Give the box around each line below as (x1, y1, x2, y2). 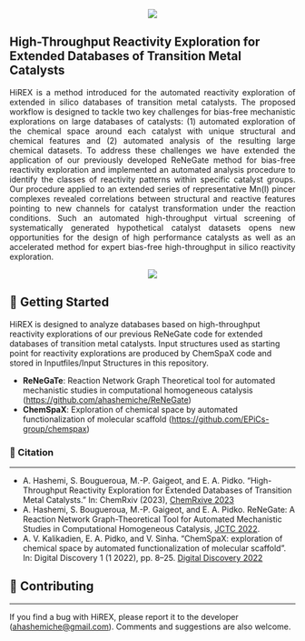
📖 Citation (9, 446, 54, 458)
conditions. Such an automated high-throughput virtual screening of (9, 212, 296, 223)
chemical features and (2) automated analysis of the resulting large (9, 135, 296, 145)
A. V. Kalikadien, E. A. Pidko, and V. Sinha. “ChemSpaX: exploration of (22, 533, 283, 544)
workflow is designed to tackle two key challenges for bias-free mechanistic (9, 105, 296, 117)
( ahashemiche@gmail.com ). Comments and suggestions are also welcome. (9, 621, 291, 632)
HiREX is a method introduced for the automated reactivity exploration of (9, 86, 296, 97)
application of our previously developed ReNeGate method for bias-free (9, 155, 296, 165)
